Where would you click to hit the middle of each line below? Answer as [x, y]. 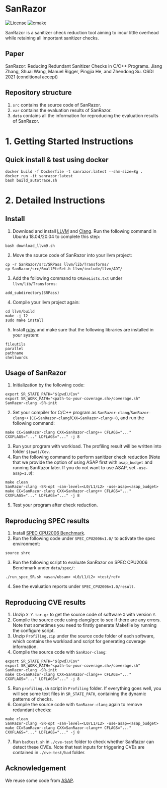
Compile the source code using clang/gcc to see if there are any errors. [87, 620]
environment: [26, 544]
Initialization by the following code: [48, 385]
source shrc [18, 553]
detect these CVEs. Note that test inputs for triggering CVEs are [78, 747]
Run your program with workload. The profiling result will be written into [87, 446]
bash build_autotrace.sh [31, 180]
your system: [26, 335]
